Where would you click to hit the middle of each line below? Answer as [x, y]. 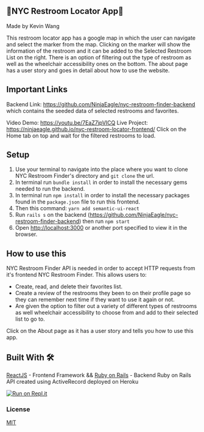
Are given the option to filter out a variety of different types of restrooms [106, 306]
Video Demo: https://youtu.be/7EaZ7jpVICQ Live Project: [77, 122]
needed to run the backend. [50, 189]
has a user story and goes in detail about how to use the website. [88, 70]
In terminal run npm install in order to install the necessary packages [102, 196]
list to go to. [30, 319]
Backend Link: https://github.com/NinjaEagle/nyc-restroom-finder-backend [101, 104]
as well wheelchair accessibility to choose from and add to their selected [107, 313]
